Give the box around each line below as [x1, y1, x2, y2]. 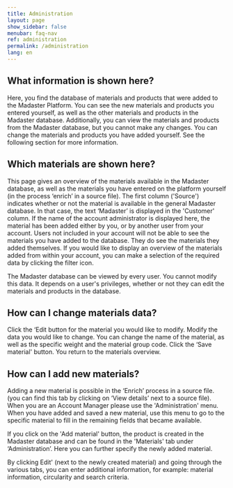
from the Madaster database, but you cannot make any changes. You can [7, 123, 218, 131]
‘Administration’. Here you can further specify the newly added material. [7, 445, 213, 453]
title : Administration [7, 10, 73, 17]
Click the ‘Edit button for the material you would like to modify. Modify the [7, 325, 218, 334]
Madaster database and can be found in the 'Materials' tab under [7, 437, 193, 445]
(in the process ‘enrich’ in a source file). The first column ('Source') [7, 191, 200, 200]
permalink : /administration [7, 43, 89, 50]
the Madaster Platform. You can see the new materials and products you [7, 101, 214, 109]
